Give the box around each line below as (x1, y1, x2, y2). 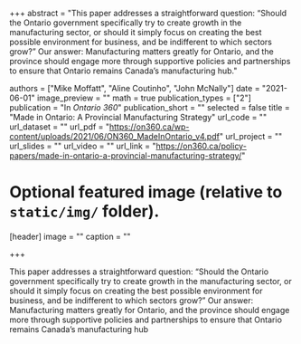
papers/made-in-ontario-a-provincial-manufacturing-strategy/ (9, 150, 242, 161)
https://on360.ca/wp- (108, 121, 190, 132)
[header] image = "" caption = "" (9, 231, 131, 242)
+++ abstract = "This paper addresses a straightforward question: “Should (9, 8, 287, 18)
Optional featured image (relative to (9, 182, 283, 203)
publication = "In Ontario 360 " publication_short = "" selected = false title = (9, 102, 291, 112)
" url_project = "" (219, 131, 283, 141)
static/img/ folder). (9, 201, 160, 222)
